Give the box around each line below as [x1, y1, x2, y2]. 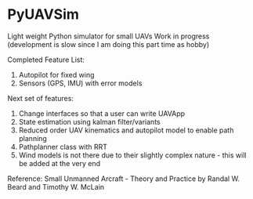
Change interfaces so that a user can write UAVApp [18, 108, 186, 118]
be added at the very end [18, 158, 101, 168]
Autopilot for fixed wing [18, 70, 95, 79]
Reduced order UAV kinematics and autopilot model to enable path [18, 125, 234, 135]
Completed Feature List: [7, 55, 85, 64]
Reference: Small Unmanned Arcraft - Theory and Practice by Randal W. [7, 174, 240, 183]
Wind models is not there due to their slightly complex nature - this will [18, 150, 247, 160]
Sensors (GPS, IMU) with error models [18, 78, 143, 88]
